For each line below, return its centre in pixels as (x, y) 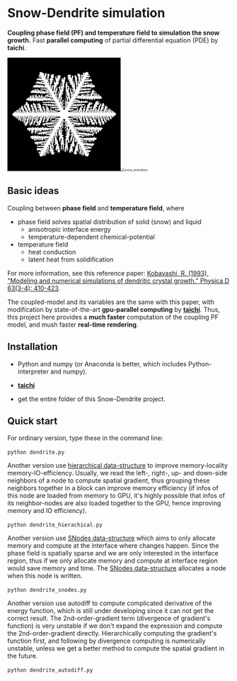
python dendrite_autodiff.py (50, 670)
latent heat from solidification (71, 259)
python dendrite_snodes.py (47, 590)
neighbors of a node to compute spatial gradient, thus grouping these (109, 480)
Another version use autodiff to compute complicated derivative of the (110, 603)
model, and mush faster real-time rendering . (73, 325)
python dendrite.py (36, 452)
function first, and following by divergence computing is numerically (106, 641)
